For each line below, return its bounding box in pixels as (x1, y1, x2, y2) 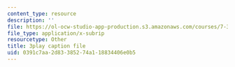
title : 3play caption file (7, 43, 86, 50)
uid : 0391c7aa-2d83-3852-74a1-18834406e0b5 (7, 50, 136, 57)
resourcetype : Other (7, 36, 68, 43)
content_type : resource (7, 10, 77, 17)
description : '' (7, 17, 55, 24)
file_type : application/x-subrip (7, 29, 105, 37)
